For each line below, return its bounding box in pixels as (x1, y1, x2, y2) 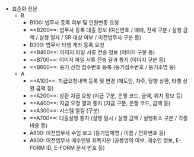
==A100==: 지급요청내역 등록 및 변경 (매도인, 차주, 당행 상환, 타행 (29, 77, 182, 84)
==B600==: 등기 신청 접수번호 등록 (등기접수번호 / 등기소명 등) (29, 64, 176, 70)
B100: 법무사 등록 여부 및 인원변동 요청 (29, 19, 119, 26)
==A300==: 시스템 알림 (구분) (29, 107, 100, 114)
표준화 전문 (11, 5, 38, 12)
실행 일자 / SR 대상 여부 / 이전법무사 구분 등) (39, 34, 141, 40)
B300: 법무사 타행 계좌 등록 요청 (29, 41, 105, 48)
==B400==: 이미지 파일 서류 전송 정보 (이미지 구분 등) (29, 49, 155, 55)
